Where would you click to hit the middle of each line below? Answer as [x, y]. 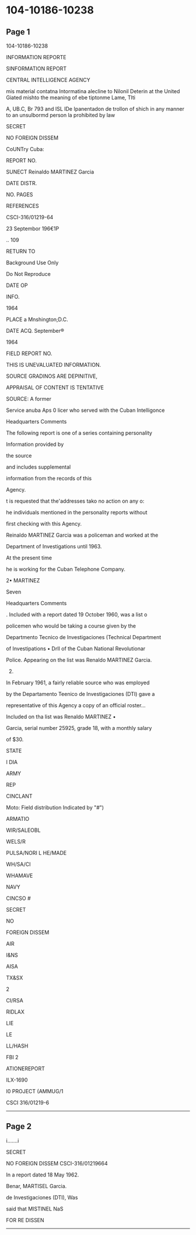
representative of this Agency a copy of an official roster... [76, 705]
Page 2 [19, 1126]
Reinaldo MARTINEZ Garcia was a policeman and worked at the [82, 535]
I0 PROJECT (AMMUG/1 [35, 1091]
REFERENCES [22, 206]
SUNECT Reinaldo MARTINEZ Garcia [50, 172]
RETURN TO [21, 251]
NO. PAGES [20, 195]
